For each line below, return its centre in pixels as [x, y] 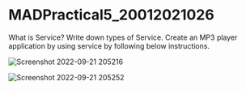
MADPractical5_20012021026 [111, 15]
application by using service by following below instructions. [109, 45]
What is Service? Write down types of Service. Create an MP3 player [123, 37]
